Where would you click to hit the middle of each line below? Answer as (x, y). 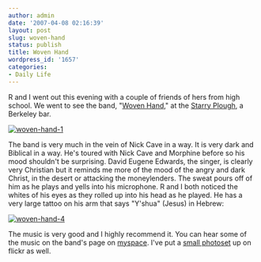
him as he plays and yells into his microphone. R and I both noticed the (123, 186)
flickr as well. (30, 251)
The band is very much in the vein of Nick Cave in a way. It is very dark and (131, 144)
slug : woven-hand (37, 38)
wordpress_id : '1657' (44, 60)
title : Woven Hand (38, 52)
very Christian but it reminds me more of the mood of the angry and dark (127, 169)
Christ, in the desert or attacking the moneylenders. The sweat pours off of (130, 178)
